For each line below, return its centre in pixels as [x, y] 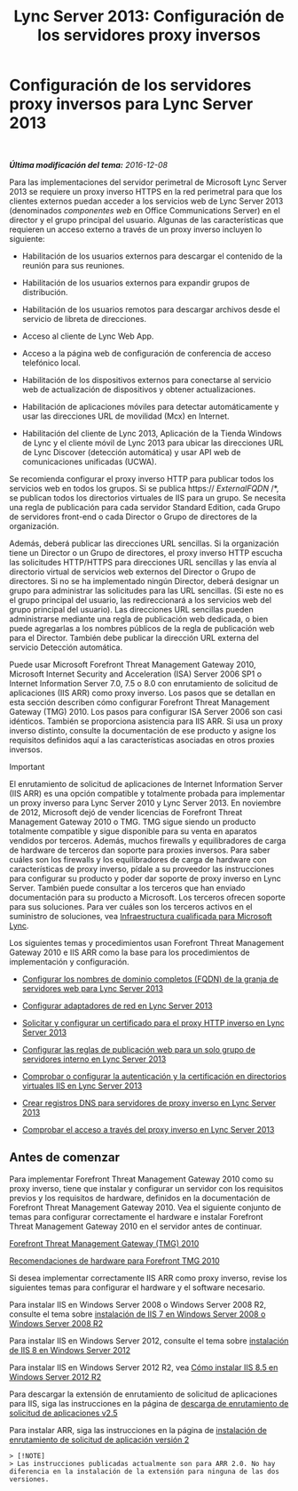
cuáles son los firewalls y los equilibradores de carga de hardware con [138, 859]
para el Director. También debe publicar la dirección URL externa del [134, 637]
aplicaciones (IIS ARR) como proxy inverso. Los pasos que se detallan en [142, 693]
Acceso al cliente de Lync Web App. [88, 336]
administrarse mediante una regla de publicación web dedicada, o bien [139, 619]
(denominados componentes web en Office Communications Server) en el [145, 210]
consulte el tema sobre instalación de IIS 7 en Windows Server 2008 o [137, 1314]
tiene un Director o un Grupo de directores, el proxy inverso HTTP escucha [146, 552]
